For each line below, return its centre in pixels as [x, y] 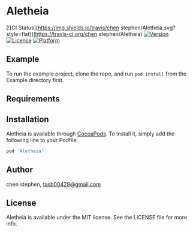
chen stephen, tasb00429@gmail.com [54, 184]
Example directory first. [35, 80]
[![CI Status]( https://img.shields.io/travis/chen [63, 28]
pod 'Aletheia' [25, 151]
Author [19, 170]
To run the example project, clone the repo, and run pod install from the [96, 74]
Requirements [33, 99]
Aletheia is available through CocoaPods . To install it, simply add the [91, 134]
